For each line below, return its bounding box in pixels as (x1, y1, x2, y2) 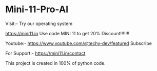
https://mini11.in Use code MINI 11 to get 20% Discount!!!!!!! (5, 30, 130, 36)
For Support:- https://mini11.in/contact (5, 50, 86, 56)
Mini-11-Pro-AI (5, 4, 68, 15)
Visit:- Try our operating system (5, 20, 73, 27)
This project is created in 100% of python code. (5, 60, 106, 66)
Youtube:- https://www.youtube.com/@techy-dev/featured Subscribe (5, 40, 152, 46)
